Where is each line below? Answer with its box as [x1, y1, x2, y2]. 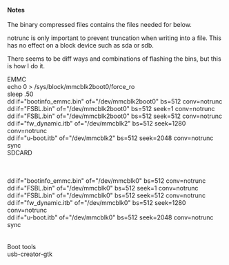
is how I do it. [7, 62, 46, 70]
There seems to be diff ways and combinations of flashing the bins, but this [7, 55, 222, 63]
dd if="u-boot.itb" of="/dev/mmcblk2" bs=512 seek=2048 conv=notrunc [7, 134, 214, 142]
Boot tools [7, 243, 37, 251]
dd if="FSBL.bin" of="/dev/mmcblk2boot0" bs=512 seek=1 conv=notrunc [7, 105, 215, 112]
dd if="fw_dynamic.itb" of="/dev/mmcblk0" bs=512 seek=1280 [7, 199, 186, 206]
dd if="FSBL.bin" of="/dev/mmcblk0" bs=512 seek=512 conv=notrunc [7, 191, 206, 199]
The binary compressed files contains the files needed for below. [7, 21, 192, 28]
